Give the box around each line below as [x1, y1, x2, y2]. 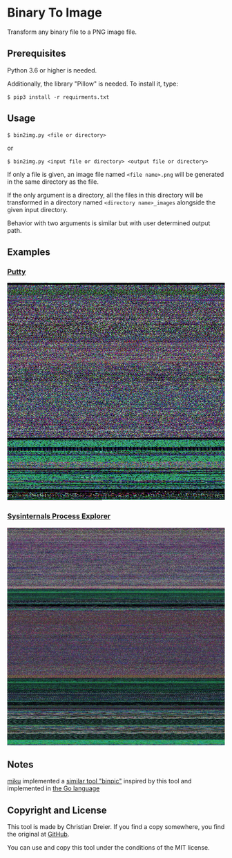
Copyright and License [7, 804, 107, 816]
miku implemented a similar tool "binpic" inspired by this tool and [7, 777, 192, 785]
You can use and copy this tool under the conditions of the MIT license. [7, 843, 210, 852]
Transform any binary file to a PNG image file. [7, 28, 137, 36]
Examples [7, 246, 50, 258]
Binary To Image [7, 5, 102, 21]
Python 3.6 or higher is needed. [7, 66, 97, 74]
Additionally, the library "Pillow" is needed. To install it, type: [7, 79, 178, 88]
